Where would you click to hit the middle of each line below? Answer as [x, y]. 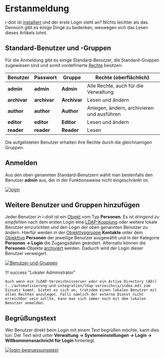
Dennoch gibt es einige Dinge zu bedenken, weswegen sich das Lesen [77, 27]
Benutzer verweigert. [27, 254]
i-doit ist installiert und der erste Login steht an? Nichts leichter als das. [77, 22]
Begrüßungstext [31, 318]
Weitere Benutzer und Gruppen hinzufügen [72, 205]
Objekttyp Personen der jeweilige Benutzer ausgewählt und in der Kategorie [82, 238]
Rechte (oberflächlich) [122, 77]
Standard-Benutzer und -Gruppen [58, 48]
